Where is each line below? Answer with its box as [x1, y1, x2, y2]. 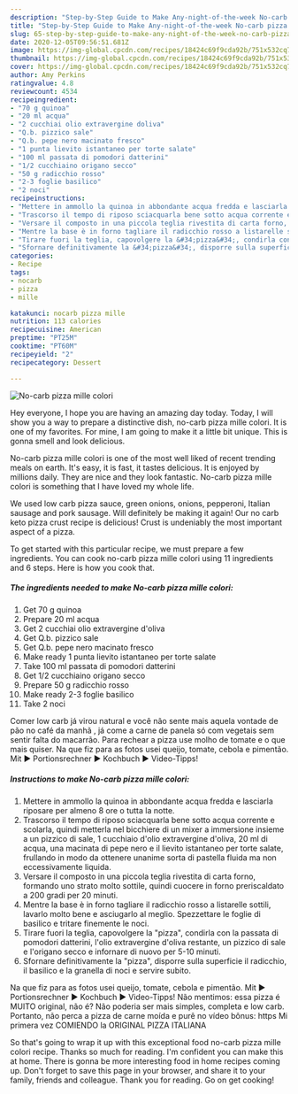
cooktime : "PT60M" [10, 342, 78, 351]
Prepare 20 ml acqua [22, 614, 100, 625]
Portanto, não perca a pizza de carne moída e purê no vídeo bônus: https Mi [10, 1011, 288, 1021]
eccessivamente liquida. [22, 862, 111, 873]
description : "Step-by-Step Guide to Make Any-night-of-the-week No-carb [10, 12, 288, 22]
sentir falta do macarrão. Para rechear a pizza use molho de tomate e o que [10, 735, 286, 745]
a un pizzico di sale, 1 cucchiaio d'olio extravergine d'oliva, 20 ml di [22, 834, 268, 844]
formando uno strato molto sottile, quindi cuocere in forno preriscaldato [22, 881, 285, 891]
